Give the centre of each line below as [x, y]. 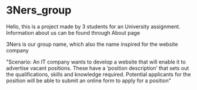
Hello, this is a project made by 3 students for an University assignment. [93, 26]
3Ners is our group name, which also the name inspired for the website [92, 44]
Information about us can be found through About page [73, 32]
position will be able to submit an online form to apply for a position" [89, 81]
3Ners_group [39, 10]
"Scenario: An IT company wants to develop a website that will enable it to [96, 62]
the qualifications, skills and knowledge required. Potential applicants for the [98, 74]
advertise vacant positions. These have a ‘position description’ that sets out [98, 68]
